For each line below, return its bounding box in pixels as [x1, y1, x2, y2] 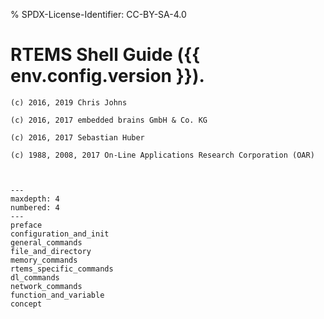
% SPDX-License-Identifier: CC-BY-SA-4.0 [10, 9, 187, 20]
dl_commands [10, 272, 60, 283]
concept [10, 299, 43, 309]
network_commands [10, 281, 83, 291]
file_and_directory [10, 246, 92, 256]
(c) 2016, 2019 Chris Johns [10, 97, 128, 108]
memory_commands [10, 255, 78, 265]
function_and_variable [10, 290, 105, 300]
